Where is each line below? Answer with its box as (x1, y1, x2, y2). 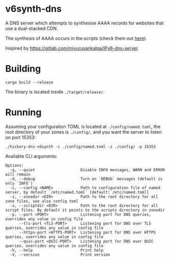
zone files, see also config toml (5, 198, 79, 204)
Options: (5, 163, 24, 168)
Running (5, 107, 42, 118)
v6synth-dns (5, 3, 62, 15)
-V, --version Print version (10, 252, 110, 257)
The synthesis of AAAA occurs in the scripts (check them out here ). (5, 35, 148, 41)
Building (5, 63, 41, 74)
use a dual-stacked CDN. (5, 25, 58, 31)
